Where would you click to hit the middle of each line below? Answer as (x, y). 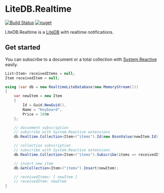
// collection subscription (42, 145)
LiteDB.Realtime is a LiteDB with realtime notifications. (59, 32)
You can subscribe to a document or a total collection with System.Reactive (81, 59)
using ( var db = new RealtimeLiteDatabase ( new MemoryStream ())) (72, 87)
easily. (11, 64)
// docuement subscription (41, 128)
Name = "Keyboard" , (42, 109)
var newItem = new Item (38, 96)
